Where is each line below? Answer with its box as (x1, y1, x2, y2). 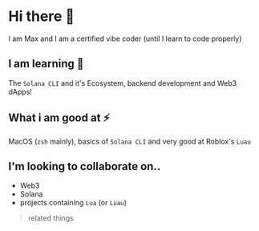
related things (27, 213, 74, 223)
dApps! (8, 87, 32, 96)
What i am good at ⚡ (8, 111, 111, 125)
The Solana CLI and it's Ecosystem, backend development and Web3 (8, 78, 237, 87)
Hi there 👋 (8, 7, 75, 26)
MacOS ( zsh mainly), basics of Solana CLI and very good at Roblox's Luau (8, 136, 251, 146)
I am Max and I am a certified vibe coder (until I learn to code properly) (8, 34, 242, 43)
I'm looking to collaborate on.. (8, 160, 161, 173)
